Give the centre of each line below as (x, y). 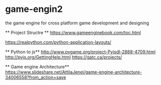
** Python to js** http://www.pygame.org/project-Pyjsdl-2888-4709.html (80, 52)
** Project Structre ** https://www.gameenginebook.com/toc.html (73, 32)
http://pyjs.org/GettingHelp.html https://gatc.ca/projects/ (64, 57)
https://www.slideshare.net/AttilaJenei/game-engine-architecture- (73, 72)
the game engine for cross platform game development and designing (77, 23)
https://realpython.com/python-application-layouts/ (58, 42)
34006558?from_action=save (36, 77)
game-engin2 (34, 9)
